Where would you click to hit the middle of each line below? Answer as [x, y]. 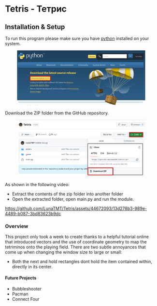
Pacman [20, 294]
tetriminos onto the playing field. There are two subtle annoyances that [75, 247]
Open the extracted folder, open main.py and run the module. [73, 199]
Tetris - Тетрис [36, 9]
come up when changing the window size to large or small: [64, 252]
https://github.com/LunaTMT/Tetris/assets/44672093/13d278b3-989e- [76, 209]
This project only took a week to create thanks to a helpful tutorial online [77, 237]
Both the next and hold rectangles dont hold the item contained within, [82, 262]
